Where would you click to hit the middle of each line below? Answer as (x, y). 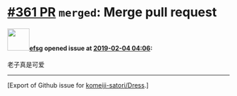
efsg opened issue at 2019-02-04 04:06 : (91, 48)
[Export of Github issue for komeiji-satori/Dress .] (78, 85)
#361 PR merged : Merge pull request (112, 12)
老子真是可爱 (26, 65)
